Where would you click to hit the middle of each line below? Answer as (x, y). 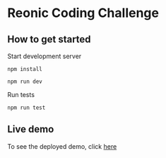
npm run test (26, 108)
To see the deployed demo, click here (62, 146)
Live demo (31, 129)
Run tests (21, 95)
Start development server (45, 56)
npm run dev (25, 81)
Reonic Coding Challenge (83, 13)
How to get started (49, 39)
